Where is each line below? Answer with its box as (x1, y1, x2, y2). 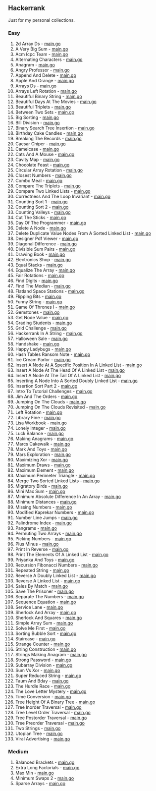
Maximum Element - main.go (15, 467, 74, 473)
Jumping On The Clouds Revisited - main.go (15, 404, 106, 410)
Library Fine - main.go (15, 415, 61, 421)
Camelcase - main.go (15, 146, 59, 152)
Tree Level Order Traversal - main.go (15, 710, 91, 716)
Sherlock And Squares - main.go (15, 615, 82, 621)
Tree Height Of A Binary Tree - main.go (15, 699, 96, 705)
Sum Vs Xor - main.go (15, 668, 60, 674)
